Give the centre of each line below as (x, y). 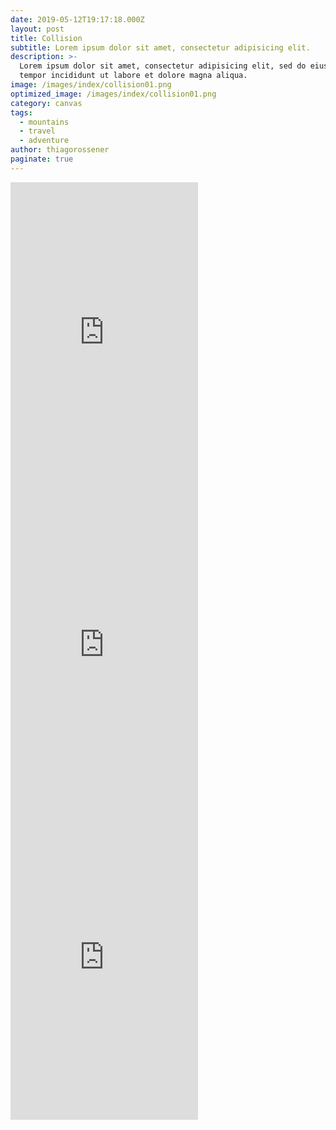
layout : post (37, 29)
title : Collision (46, 38)
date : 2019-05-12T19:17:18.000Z (77, 19)
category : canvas (46, 103)
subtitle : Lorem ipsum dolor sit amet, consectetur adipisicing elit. (160, 47)
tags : (21, 112)
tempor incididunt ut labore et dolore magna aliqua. (133, 76)
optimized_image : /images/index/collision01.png (113, 94)
